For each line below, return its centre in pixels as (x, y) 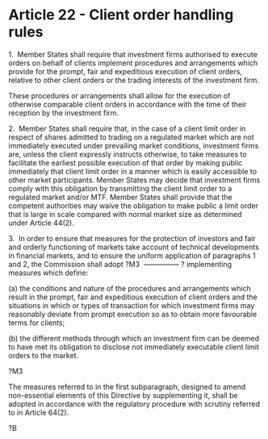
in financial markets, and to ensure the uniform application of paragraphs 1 (132, 255)
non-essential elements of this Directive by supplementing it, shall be (123, 395)
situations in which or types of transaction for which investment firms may (132, 305)
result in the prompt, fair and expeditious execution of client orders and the (133, 297)
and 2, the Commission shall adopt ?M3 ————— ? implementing (120, 264)
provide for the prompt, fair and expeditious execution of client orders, (125, 71)
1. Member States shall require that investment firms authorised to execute (133, 54)
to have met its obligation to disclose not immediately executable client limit (134, 347)
